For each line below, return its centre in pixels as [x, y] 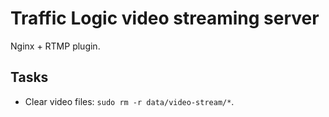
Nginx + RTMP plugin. [55, 46]
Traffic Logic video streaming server [165, 18]
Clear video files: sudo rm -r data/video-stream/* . [129, 101]
